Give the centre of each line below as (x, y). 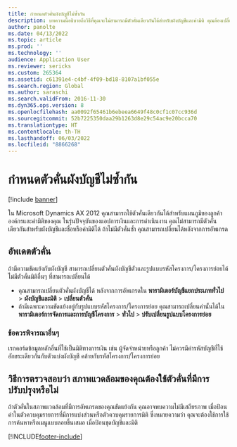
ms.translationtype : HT (43, 125)
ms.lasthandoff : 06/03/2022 (49, 138)
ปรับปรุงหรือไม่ (33, 390)
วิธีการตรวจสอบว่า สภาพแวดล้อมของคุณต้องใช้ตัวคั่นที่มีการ (109, 378)
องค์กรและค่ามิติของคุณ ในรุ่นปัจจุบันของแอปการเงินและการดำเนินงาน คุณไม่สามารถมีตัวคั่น (113, 221)
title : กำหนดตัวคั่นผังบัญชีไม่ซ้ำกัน (47, 14)
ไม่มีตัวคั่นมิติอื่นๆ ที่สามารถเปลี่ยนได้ (49, 276)
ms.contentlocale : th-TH (44, 132)
